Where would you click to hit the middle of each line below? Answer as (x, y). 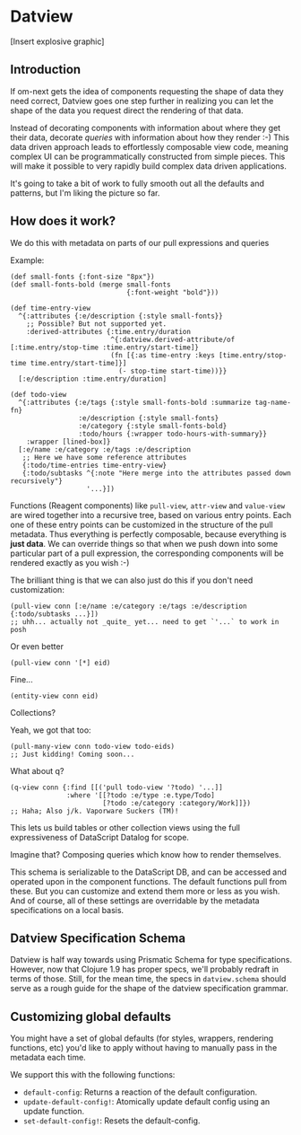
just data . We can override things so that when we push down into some (144, 543)
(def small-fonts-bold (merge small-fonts (90, 285)
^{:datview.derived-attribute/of (172, 339)
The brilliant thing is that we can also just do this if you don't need (132, 580)
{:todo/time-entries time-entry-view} (95, 465)
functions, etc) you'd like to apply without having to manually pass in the (144, 1048)
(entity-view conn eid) (55, 696)
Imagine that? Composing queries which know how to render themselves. (146, 854)
